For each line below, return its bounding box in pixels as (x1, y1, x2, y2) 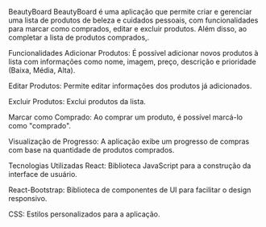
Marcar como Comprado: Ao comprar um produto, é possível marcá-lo (8, 112, 243, 122)
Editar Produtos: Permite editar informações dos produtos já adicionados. (8, 81, 252, 90)
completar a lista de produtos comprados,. (8, 32, 150, 42)
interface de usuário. (8, 170, 78, 179)
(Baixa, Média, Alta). (8, 65, 76, 75)
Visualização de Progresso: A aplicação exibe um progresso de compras (8, 137, 250, 146)
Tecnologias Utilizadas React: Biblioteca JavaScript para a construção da (8, 161, 251, 170)
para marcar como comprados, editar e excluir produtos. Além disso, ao (8, 24, 247, 33)
